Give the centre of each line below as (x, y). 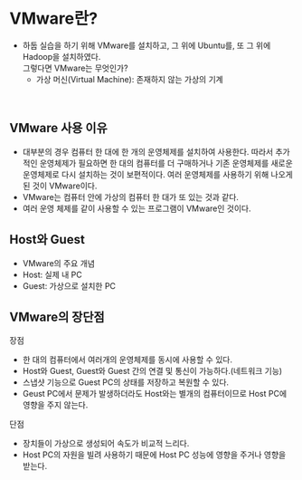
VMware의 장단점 (57, 317)
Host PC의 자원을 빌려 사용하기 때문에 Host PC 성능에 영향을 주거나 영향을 (154, 455)
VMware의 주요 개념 (58, 263)
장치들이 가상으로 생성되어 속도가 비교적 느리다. (106, 444)
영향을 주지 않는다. (55, 405)
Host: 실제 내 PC (52, 274)
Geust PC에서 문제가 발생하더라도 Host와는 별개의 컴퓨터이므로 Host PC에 (155, 394)
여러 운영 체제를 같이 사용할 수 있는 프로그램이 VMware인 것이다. (137, 208)
